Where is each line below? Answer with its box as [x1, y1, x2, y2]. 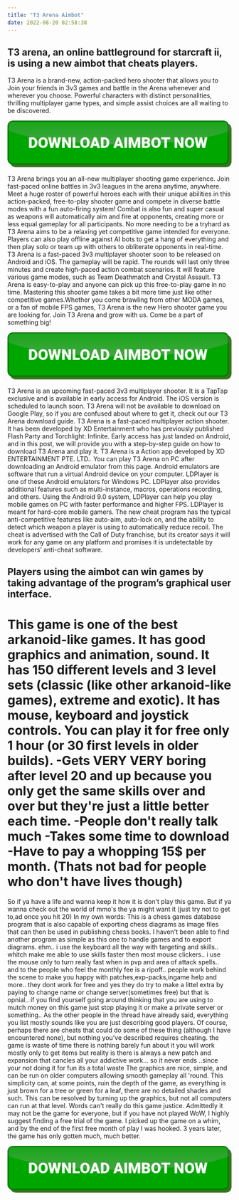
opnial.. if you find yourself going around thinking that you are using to [7, 995, 213, 1004]
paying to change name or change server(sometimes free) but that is [7, 988, 210, 996]
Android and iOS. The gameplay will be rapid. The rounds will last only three [7, 258, 230, 266]
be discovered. [7, 107, 51, 115]
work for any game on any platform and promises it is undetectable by [7, 537, 213, 546]
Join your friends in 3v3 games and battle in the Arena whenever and [7, 84, 211, 93]
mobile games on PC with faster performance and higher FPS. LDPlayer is [7, 500, 224, 508]
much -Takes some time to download [7, 828, 230, 845]
